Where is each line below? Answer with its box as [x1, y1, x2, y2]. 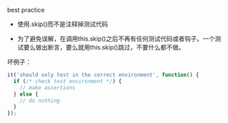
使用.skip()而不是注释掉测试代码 [17, 20, 108, 28]
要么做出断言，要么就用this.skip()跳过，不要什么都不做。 [23, 43, 185, 51]
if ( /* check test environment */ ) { [13, 78, 122, 85]
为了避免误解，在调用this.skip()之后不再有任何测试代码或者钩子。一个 [17, 34, 216, 43]
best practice [7, 6, 45, 14]
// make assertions [19, 84, 76, 91]
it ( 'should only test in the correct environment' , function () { [7, 71, 199, 78]
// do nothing [19, 97, 60, 104]
